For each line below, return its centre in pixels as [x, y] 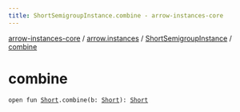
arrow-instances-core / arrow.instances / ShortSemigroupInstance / [120, 38]
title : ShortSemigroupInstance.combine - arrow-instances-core [116, 15]
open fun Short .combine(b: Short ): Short [78, 100]
